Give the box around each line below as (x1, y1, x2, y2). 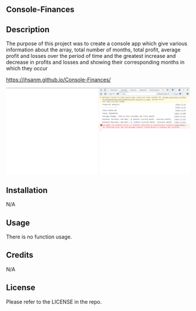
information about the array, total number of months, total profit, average (6, 46, 181, 53)
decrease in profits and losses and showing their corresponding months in (6, 58, 185, 66)
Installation (6, 185, 48, 195)
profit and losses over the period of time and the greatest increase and (6, 53, 176, 60)
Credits (6, 250, 34, 260)
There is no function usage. (6, 233, 72, 240)
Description (6, 25, 50, 34)
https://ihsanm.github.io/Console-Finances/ (6, 76, 111, 84)
